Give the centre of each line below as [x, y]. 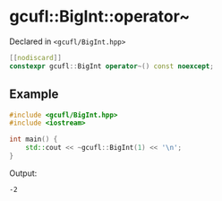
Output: [23, 173]
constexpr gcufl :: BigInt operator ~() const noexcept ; [112, 66]
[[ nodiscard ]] [36, 57]
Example [34, 95]
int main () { [34, 140]
